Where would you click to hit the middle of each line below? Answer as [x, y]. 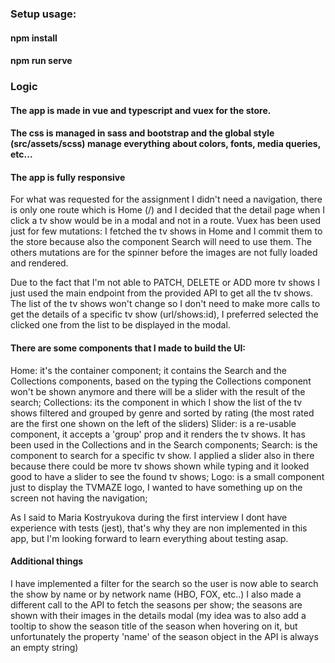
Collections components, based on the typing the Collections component [161, 381]
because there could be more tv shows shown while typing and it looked [160, 466]
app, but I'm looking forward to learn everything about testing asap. [149, 538]
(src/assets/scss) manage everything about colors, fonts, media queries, [165, 144]
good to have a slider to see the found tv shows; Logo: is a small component [167, 476]
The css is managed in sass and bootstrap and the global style [142, 133]
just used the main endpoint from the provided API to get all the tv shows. [161, 293]
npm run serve [41, 61]
